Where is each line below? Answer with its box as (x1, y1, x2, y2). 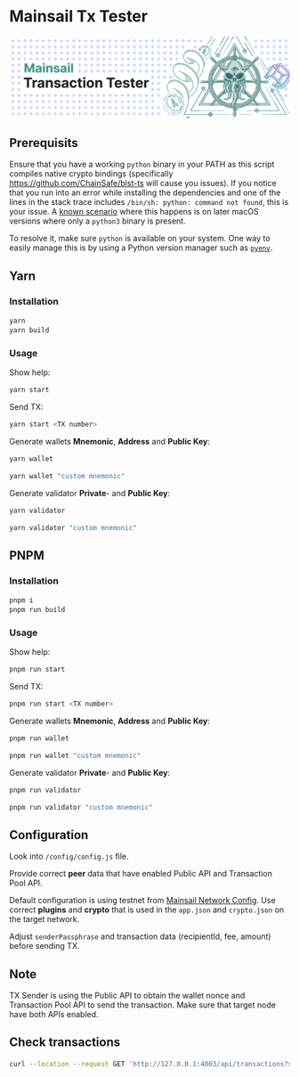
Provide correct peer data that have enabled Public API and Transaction (9, 869, 273, 879)
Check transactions (9, 1035, 121, 1050)
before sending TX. (9, 941, 80, 951)
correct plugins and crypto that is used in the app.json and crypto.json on (9, 904, 285, 915)
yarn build (9, 325, 50, 335)
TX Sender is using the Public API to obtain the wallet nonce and (9, 991, 246, 1001)
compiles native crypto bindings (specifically (9, 168, 174, 179)
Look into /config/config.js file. (9, 851, 129, 861)
